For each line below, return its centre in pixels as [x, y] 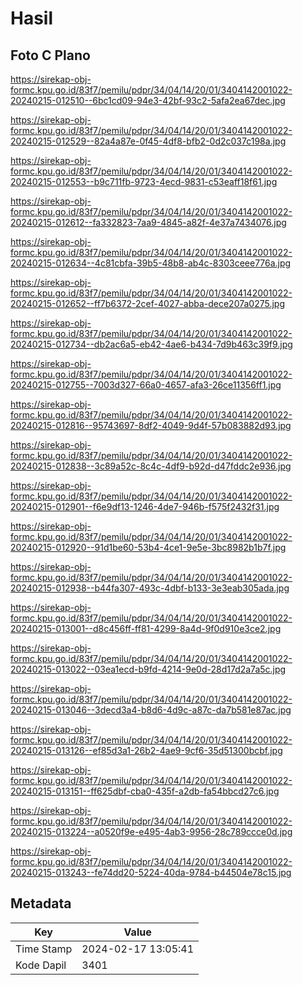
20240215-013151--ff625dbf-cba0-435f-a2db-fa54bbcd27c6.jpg [145, 791]
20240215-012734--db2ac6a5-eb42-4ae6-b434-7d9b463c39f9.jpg [151, 344]
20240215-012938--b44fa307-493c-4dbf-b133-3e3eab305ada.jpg [150, 588]
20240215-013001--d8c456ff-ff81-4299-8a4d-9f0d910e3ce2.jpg [146, 628]
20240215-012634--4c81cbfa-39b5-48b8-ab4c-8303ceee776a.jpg [151, 263]
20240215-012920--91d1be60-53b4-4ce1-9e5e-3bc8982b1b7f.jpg [148, 547]
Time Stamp [44, 949]
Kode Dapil [41, 965]
